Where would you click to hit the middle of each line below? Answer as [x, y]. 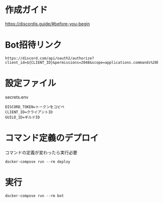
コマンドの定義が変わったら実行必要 [41, 152]
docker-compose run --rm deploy [38, 162]
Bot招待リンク [33, 45]
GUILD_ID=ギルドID [23, 117]
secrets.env [17, 97]
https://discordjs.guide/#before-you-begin [48, 24]
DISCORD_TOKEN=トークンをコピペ [35, 107]
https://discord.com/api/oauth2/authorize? [50, 58]
